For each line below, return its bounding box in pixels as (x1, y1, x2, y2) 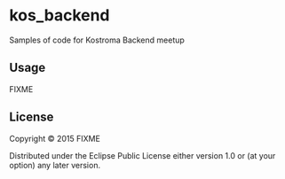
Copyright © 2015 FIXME (9, 133, 100, 144)
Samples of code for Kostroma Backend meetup (9, 35, 185, 45)
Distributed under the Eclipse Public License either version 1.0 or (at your (9, 150, 276, 160)
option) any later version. (9, 160, 100, 170)
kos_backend (9, 5, 110, 26)
